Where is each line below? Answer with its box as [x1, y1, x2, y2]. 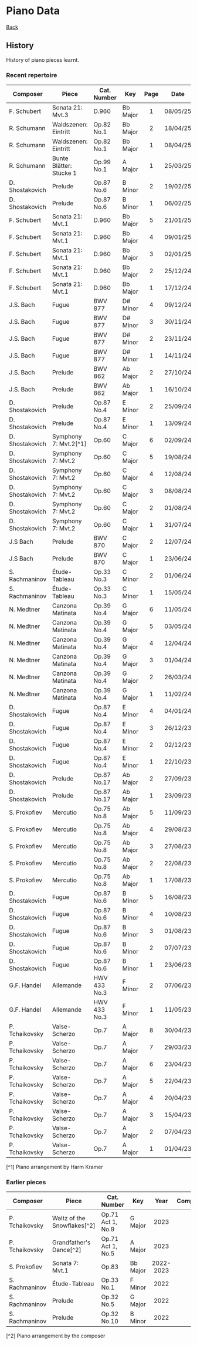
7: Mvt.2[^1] [52, 440, 87, 448]
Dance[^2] [52, 1246, 81, 1254]
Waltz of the [52, 1214, 86, 1223]
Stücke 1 [52, 169, 77, 177]
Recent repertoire [6, 71, 57, 79]
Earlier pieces [6, 1178, 46, 1186]
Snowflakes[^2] [52, 1221, 96, 1230]
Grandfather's [52, 1238, 91, 1247]
